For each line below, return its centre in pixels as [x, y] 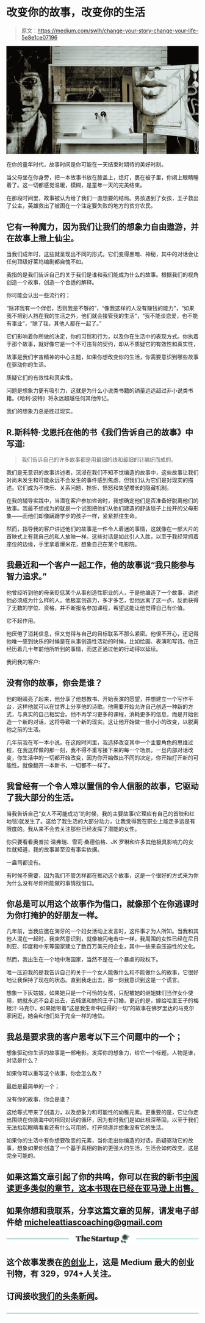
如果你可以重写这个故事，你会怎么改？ [54, 1074]
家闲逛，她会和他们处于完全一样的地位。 [57, 1016]
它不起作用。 [22, 620]
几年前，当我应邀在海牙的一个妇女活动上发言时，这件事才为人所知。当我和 [100, 931]
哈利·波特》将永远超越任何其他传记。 [66, 398]
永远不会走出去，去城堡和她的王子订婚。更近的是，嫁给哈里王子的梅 [113, 1000]
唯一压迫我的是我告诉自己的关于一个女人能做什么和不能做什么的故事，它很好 [103, 972]
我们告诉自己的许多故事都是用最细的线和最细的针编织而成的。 [99, 460]
